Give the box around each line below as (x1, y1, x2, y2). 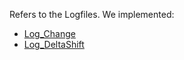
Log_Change (23, 28, 76, 39)
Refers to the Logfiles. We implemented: (9, 9, 175, 20)
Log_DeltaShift (23, 39, 85, 50)
